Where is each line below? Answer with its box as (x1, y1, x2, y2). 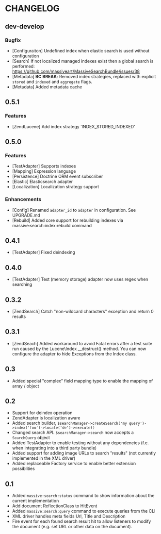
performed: (12, 63, 35, 69)
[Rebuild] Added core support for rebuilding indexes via (12, 217, 124, 223)
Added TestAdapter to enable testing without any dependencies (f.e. (12, 440, 149, 446)
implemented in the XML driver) (12, 455, 76, 461)
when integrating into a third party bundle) (12, 445, 97, 451)
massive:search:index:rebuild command (12, 222, 92, 228)
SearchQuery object (12, 435, 50, 441)
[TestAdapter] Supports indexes (12, 163, 76, 169)
